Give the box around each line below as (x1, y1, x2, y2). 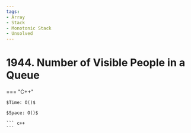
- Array (6, 14, 26, 20)
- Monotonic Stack (6, 25, 52, 31)
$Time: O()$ (6, 100, 36, 106)
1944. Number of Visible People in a (6, 56, 186, 70)
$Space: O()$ (6, 110, 39, 116)
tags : (6, 8, 20, 15)
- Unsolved (6, 31, 33, 37)
